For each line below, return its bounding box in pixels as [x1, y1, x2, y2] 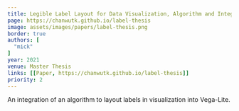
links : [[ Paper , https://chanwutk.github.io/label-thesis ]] [7, 69, 190, 76]
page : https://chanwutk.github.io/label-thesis [7, 17, 152, 24]
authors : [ [7, 37, 40, 44]
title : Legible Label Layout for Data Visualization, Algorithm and [7, 10, 215, 18]
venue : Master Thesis [7, 63, 72, 70]
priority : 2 [7, 76, 43, 83]
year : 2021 [7, 57, 40, 64]
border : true [7, 30, 46, 37]
